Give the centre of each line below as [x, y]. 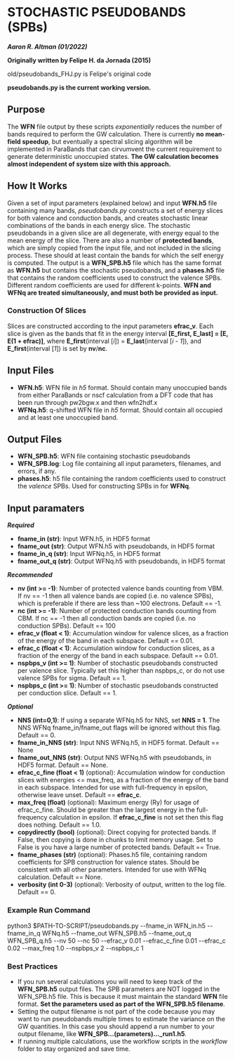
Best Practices [33, 966]
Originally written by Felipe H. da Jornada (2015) [79, 60]
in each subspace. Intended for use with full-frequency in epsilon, [113, 787]
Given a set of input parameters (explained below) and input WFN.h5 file [112, 203]
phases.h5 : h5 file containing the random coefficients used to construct [121, 479]
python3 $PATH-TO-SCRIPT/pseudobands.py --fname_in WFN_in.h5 [106, 926]
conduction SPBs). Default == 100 [66, 626]
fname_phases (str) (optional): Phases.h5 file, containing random [112, 855]
